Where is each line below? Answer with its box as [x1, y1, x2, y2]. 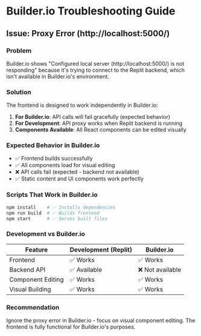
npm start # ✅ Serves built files [6, 215, 107, 221]
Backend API [9, 265, 46, 274]
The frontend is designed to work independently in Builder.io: [6, 101, 158, 109]
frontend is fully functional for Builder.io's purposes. [6, 323, 136, 330]
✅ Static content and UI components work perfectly [14, 175, 144, 182]
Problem [6, 46, 32, 55]
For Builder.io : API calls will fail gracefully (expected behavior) [14, 113, 171, 121]
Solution [6, 87, 32, 96]
